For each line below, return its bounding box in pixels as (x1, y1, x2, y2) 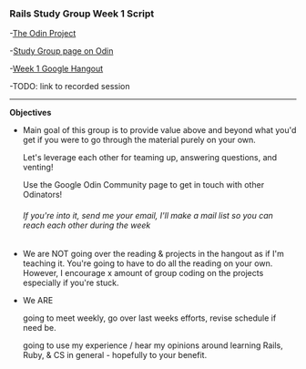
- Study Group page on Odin (9, 46, 114, 56)
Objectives (9, 108, 52, 118)
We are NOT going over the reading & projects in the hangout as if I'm (22, 248, 284, 259)
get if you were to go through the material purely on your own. (22, 135, 257, 146)
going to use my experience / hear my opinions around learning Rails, (22, 340, 284, 351)
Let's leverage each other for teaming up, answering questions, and (22, 152, 278, 163)
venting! (22, 162, 54, 173)
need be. (22, 322, 56, 333)
